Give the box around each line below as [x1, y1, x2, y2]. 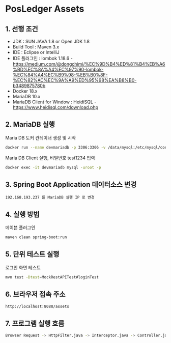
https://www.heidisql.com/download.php [12, 104, 98, 110]
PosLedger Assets [5, 3, 84, 15]
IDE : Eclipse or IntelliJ [12, 49, 60, 55]
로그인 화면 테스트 [5, 264, 41, 270]
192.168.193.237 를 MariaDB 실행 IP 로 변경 [5, 195, 95, 200]
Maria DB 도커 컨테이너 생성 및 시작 [5, 134, 76, 140]
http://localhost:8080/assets [5, 304, 70, 309]
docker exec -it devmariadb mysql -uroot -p [5, 165, 101, 170]
